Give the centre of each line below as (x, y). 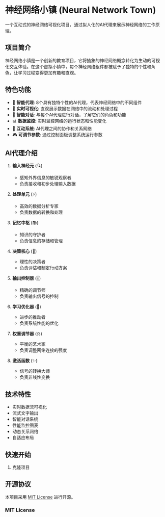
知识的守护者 (32, 235)
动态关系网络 (25, 432)
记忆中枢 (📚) (25, 223)
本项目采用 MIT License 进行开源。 (40, 497)
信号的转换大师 (35, 371)
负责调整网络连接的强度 (43, 350)
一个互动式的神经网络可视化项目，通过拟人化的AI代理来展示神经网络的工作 (80, 25)
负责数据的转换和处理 (41, 212)
